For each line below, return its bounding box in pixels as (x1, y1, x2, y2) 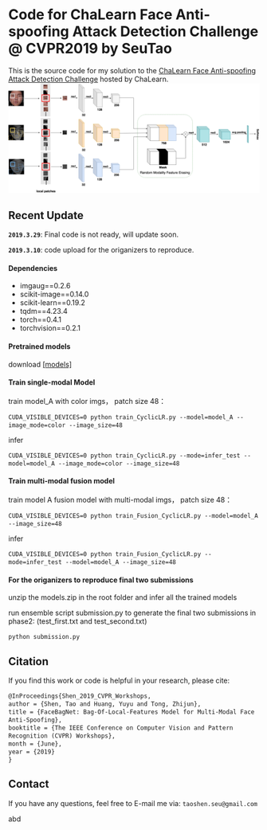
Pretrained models (8, 342, 71, 351)
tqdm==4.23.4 (19, 307, 68, 316)
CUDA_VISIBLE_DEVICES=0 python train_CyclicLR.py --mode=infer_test (8, 452, 241, 460)
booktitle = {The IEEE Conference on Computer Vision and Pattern (8, 724, 234, 732)
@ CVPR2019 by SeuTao (8, 40, 173, 57)
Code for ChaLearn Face (8, 6, 173, 24)
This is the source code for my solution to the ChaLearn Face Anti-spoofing (8, 65, 257, 75)
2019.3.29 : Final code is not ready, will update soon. (8, 229, 179, 240)
